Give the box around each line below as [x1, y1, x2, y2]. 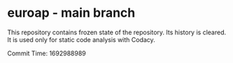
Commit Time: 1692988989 [7, 49, 86, 57]
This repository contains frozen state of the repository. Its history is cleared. [7, 28, 226, 36]
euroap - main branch [7, 5, 136, 21]
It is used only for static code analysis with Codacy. [7, 35, 155, 43]
